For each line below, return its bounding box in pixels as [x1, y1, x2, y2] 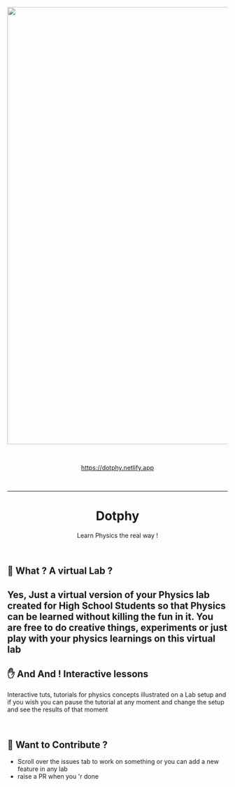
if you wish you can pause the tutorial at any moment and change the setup [7, 697, 225, 706]
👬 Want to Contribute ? [7, 739, 108, 751]
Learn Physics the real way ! [76, 531, 159, 539]
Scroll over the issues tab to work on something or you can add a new [17, 758, 219, 766]
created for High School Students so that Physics [7, 600, 226, 611]
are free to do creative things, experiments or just [7, 621, 227, 633]
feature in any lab [17, 765, 68, 773]
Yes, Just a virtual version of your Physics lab [7, 588, 210, 601]
